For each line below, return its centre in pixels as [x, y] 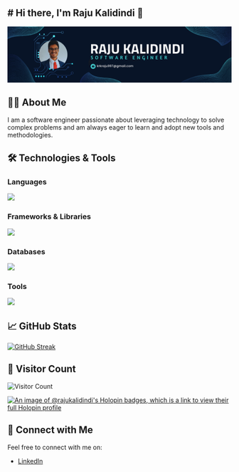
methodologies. [30, 135]
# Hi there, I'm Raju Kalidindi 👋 [75, 13]
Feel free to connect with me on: [55, 447]
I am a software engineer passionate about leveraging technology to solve [116, 120]
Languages [27, 182]
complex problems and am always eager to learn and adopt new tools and [116, 127]
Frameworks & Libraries [49, 216]
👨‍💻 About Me [37, 103]
